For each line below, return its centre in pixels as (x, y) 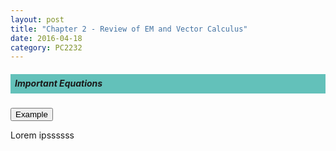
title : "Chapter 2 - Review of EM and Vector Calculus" (129, 29)
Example (31, 114)
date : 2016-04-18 (46, 38)
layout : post (37, 19)
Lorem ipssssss (42, 135)
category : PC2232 (46, 47)
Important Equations (58, 83)
